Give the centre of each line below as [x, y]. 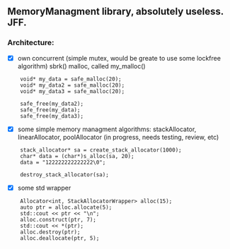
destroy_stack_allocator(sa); [65, 175]
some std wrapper [44, 188]
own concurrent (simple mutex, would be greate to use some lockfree [119, 58]
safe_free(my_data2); [52, 104]
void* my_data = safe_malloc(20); [71, 79]
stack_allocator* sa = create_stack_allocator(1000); [101, 150]
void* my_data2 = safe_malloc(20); [73, 85]
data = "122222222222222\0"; [63, 162]
